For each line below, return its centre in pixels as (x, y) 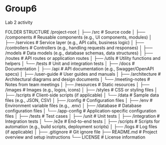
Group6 (21, 9)
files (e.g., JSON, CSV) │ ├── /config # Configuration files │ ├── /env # (79, 100)
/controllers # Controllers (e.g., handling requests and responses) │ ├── (79, 48)
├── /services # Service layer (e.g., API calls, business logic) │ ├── (75, 42)
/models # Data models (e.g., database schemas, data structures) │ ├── (79, 53)
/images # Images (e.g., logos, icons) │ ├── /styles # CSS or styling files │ (81, 90)
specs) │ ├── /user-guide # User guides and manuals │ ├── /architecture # (83, 74)
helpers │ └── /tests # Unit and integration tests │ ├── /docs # (70, 63)
